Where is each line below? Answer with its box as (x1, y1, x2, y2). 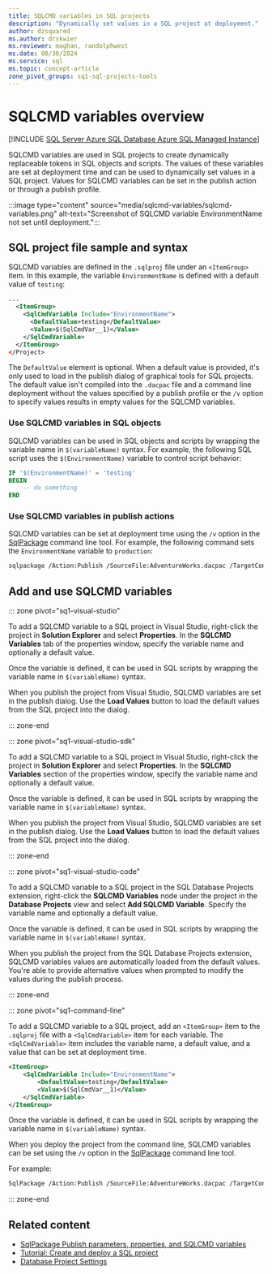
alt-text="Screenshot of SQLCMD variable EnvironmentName (58, 209, 263, 218)
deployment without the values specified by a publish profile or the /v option (8, 389, 264, 398)
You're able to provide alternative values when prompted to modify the (8, 966, 244, 975)
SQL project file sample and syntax (8, 240, 189, 254)
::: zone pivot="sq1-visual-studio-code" (8, 867, 140, 876)
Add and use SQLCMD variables (8, 584, 172, 598)
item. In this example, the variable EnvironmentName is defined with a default (8, 271, 259, 281)
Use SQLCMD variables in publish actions (8, 510, 175, 522)
